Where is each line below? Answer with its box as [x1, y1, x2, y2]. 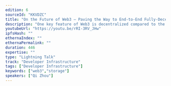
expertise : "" [5, 50, 36, 55]
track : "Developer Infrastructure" [5, 59, 81, 64]
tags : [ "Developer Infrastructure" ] [5, 64, 83, 69]
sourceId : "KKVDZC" [5, 12, 47, 17]
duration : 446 [5, 45, 36, 50]
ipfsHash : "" [5, 31, 33, 36]
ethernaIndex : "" [5, 36, 42, 41]
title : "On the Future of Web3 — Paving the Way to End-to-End [5, 17, 142, 22]
